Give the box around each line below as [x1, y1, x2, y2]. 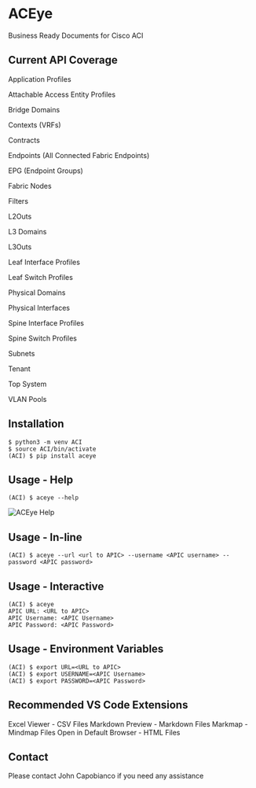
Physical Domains [8, 288, 66, 297]
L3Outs [8, 241, 32, 252]
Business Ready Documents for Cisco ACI [8, 31, 144, 40]
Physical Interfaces [8, 303, 71, 312]
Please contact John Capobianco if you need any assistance [8, 771, 204, 781]
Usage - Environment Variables [8, 643, 164, 656]
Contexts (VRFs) [8, 120, 61, 130]
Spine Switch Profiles [8, 333, 77, 343]
